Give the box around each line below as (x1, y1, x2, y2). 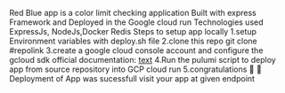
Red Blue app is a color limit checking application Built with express (9, 8, 256, 18)
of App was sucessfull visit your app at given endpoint (55, 74, 256, 83)
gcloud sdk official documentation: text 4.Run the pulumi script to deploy (9, 55, 276, 65)
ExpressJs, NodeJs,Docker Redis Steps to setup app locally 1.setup (9, 27, 256, 36)
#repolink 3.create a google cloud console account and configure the (9, 45, 264, 56)
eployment (9, 74, 54, 83)
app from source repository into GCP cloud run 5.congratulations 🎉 (9, 64, 255, 74)
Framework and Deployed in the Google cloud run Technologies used (9, 17, 265, 27)
